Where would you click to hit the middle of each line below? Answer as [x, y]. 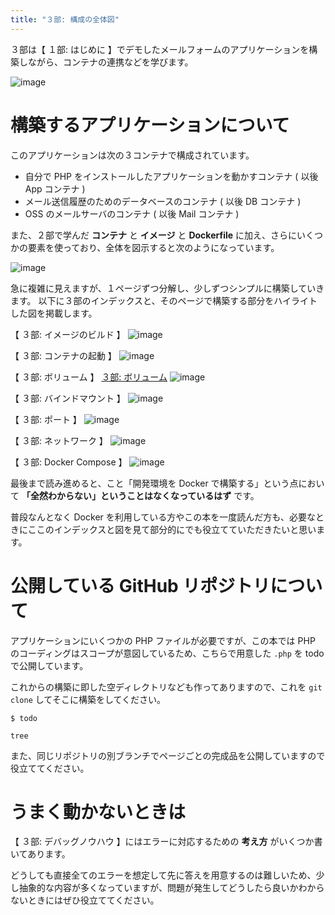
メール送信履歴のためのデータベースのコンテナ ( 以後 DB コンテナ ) [163, 201]
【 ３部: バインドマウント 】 [68, 398]
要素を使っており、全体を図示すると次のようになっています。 [153, 247]
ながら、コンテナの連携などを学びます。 [110, 62]
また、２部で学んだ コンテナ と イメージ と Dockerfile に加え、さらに [154, 235]
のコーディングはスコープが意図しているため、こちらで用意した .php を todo [167, 653]
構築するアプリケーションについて [150, 125]
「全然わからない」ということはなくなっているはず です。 [140, 495]
